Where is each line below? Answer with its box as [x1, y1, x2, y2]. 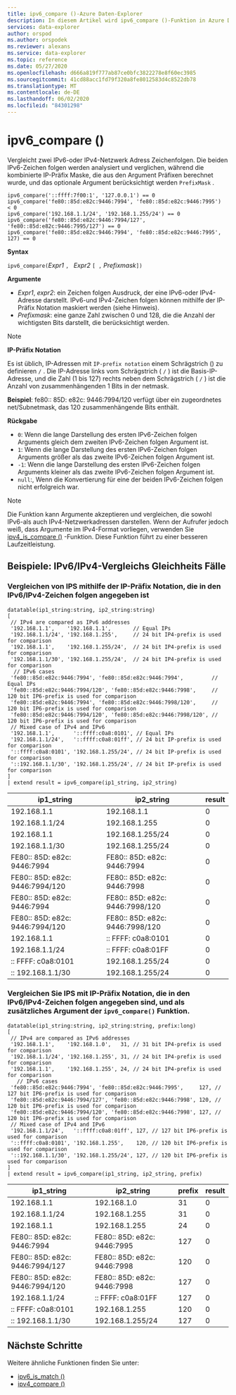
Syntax [7, 247, 29, 256]
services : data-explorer [7, 23, 80, 30]
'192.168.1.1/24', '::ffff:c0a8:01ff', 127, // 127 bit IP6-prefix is [10, 1127, 228, 1134]
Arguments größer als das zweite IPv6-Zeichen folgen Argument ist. [17, 453, 215, 461]
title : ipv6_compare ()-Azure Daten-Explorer [7, 10, 143, 18]
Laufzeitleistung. [7, 540, 55, 548]
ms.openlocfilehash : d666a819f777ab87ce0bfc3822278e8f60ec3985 [7, 69, 197, 76]
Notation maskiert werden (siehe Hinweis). [36, 303, 159, 312]
